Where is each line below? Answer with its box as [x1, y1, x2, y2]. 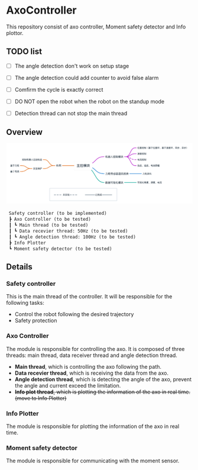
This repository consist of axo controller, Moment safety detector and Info [6, 23, 186, 30]
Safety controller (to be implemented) [8, 210, 108, 216]
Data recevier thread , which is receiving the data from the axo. [14, 369, 168, 376]
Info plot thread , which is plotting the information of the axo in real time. [14, 388, 191, 395]
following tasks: [6, 300, 44, 307]
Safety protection [14, 317, 57, 324]
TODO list [6, 47, 43, 57]
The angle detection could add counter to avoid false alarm [14, 74, 159, 81]
